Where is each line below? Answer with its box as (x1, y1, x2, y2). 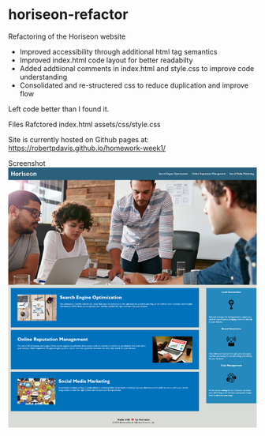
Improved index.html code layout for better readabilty (19, 55, 193, 65)
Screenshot (8, 158, 46, 167)
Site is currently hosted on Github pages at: (8, 134, 150, 144)
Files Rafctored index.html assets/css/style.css (8, 119, 161, 129)
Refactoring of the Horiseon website (8, 32, 126, 41)
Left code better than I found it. (8, 104, 110, 114)
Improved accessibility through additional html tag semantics (19, 47, 218, 56)
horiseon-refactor (8, 6, 129, 24)
